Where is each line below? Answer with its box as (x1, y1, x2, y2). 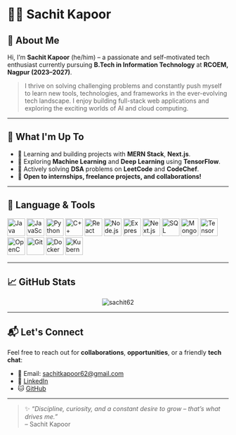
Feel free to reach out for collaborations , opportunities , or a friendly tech (7, 348, 222, 357)
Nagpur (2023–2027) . (7, 68, 72, 76)
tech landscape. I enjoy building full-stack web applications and (24, 96, 209, 105)
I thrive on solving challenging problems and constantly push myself (24, 82, 223, 90)
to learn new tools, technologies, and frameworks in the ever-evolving (24, 89, 228, 97)
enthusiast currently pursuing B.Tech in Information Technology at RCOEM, (7, 61, 229, 69)
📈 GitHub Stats (7, 276, 76, 288)
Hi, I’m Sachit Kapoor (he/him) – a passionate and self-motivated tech (7, 53, 210, 61)
